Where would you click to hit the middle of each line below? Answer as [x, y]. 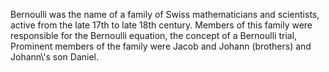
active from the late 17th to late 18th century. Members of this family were [161, 25]
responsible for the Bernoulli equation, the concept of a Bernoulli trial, [154, 35]
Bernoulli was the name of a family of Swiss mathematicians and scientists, [165, 14]
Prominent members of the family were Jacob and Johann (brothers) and [161, 46]
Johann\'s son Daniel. [55, 57]
